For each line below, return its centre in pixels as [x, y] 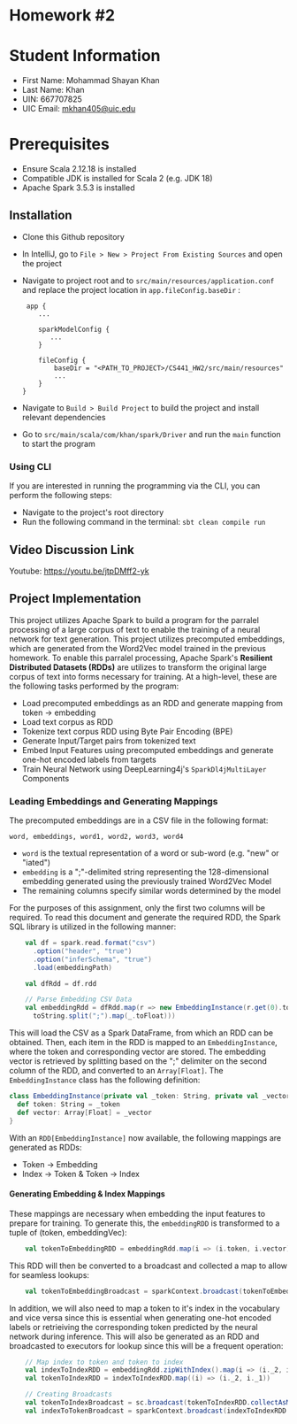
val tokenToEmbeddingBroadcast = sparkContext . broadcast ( [134, 1291]
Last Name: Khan [53, 90]
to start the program [58, 443]
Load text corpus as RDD [67, 721]
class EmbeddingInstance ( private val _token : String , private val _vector [150, 1097]
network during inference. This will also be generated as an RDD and [134, 1336]
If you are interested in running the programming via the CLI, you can [135, 486]
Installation [41, 216]
